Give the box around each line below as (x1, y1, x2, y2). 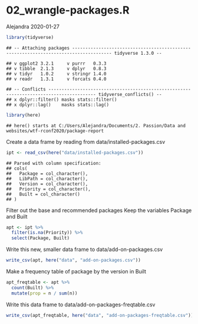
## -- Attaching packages (6, 45, 70, 51)
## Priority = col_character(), (6, 186, 91, 192)
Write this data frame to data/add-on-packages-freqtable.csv (6, 301, 156, 308)
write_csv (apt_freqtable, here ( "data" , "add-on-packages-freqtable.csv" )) (6, 312, 194, 318)
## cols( (6, 166, 28, 171)
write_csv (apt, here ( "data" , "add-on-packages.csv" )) (6, 257, 141, 263)
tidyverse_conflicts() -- (98, 91, 162, 97)
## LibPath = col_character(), (6, 176, 88, 181)
